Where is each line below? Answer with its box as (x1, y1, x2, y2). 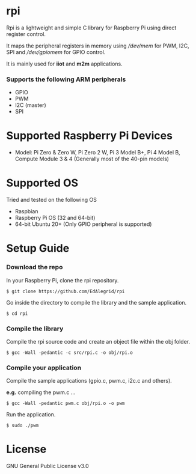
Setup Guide (6, 242, 70, 255)
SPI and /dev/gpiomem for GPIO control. (6, 48, 106, 55)
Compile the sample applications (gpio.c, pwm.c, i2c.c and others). (6, 377, 173, 384)
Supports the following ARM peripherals (6, 75, 126, 84)
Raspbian (14, 208, 38, 215)
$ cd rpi (6, 311, 28, 317)
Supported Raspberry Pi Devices (6, 129, 173, 142)
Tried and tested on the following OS (6, 196, 97, 204)
